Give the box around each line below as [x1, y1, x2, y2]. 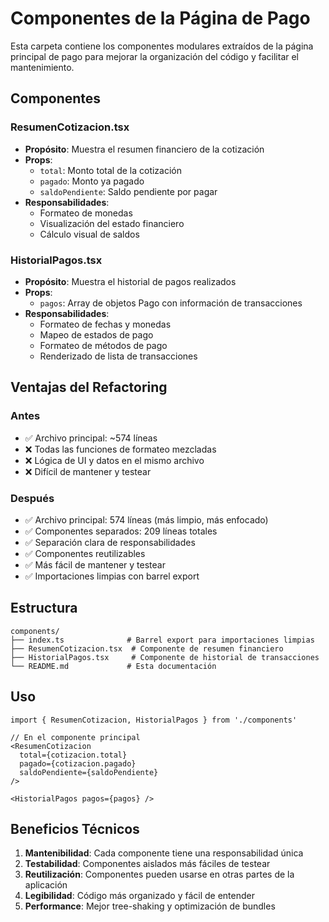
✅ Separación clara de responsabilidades [24, 536, 196, 548]
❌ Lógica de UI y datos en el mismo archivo [24, 454, 205, 466]
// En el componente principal [10, 732, 141, 742]
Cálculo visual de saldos [39, 228, 140, 240]
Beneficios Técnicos [10, 820, 140, 837]
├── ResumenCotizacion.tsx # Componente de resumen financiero [10, 643, 284, 654]
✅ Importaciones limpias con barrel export [24, 570, 200, 582]
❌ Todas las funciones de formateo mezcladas [24, 443, 217, 455]
